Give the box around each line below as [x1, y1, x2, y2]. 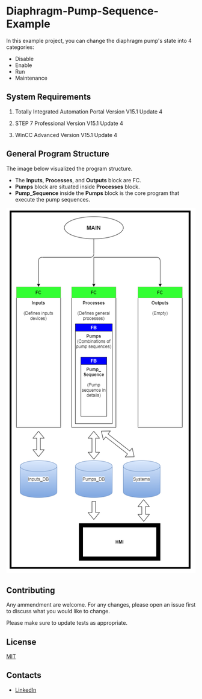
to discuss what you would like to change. [6, 608, 110, 615]
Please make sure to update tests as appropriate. [6, 619, 128, 627]
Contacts [6, 670, 42, 680]
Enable [14, 62, 32, 69]
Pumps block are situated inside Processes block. [14, 183, 140, 190]
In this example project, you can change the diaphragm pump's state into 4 [6, 37, 192, 44]
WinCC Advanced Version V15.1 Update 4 [14, 131, 118, 138]
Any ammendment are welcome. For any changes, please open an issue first [6, 601, 196, 608]
